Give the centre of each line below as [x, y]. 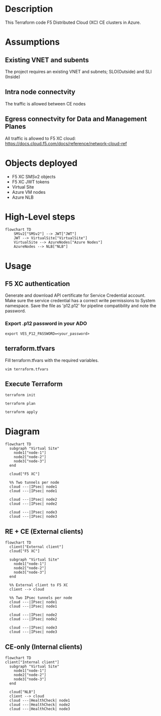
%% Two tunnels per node [34, 483]
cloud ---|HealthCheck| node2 [40, 705]
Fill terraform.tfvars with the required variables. [52, 360]
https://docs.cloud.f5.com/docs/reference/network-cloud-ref [66, 143]
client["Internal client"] [32, 662]
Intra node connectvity [40, 92]
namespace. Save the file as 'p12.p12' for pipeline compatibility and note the [80, 306]
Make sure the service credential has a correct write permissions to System [80, 301]
